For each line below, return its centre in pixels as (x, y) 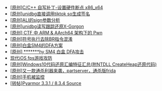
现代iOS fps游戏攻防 (31, 58)
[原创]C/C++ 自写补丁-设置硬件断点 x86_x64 (56, 7)
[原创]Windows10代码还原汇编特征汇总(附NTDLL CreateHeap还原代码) (83, 64)
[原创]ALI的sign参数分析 (35, 20)
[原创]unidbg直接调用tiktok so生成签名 (50, 14)
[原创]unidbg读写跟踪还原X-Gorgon (47, 26)
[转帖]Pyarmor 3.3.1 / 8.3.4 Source (46, 83)
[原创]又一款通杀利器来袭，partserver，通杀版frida (63, 71)
